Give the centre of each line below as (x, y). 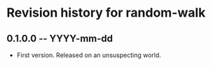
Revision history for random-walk (106, 13)
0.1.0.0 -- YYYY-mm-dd (60, 39)
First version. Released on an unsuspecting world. (89, 55)
